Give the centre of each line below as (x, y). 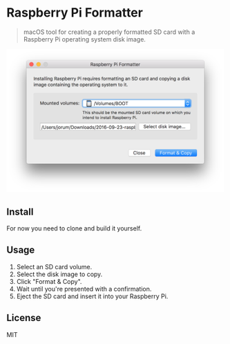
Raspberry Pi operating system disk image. (85, 39)
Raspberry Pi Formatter (75, 13)
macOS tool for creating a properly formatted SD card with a (109, 32)
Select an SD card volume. (54, 266)
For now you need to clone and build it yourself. (74, 228)
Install (20, 211)
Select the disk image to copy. (59, 274)
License (24, 318)
